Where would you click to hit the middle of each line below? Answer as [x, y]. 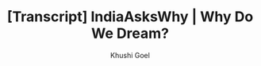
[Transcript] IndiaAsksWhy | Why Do [130, 17]
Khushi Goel [130, 55]
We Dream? [130, 33]
